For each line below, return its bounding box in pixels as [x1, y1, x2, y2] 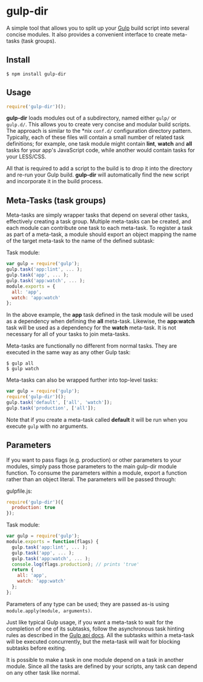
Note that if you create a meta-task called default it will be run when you [6, 416, 188, 423]
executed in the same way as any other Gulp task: [6, 349, 131, 356]
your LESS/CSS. [6, 153, 47, 160]
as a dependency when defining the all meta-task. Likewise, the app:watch [6, 317, 195, 325]
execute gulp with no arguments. [6, 422, 88, 430]
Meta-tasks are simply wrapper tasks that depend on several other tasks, [6, 211, 189, 219]
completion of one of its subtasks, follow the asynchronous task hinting [6, 625, 185, 632]
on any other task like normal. [6, 669, 81, 676]
